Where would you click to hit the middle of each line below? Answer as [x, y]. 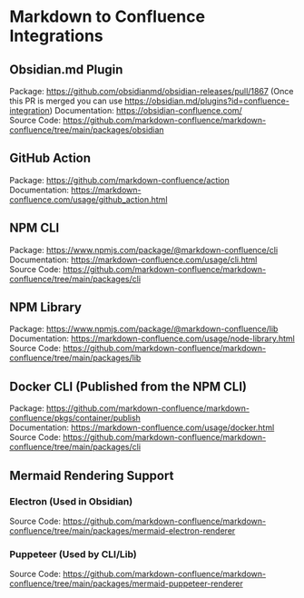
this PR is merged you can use [66, 101]
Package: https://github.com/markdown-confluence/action [119, 180]
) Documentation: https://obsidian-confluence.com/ [146, 110]
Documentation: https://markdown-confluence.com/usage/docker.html [142, 427]
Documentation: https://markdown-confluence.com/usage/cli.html [133, 260]
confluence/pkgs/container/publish [75, 418]
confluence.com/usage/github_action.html [88, 199]
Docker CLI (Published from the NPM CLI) [128, 386]
